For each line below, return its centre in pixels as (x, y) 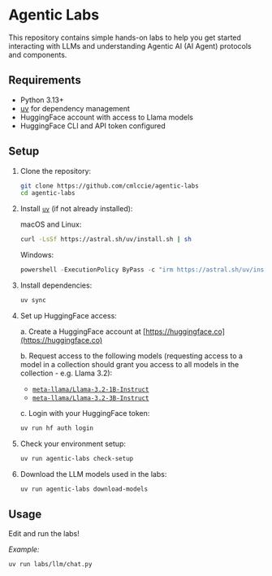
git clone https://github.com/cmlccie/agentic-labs (109, 186)
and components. (38, 54)
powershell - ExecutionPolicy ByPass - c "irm (97, 270)
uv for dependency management (75, 108)
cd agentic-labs (47, 193)
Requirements (45, 80)
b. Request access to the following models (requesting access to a (132, 356)
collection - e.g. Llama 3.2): (66, 373)
